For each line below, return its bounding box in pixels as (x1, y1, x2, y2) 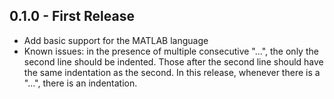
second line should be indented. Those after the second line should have (23, 55, 324, 68)
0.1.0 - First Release (9, 8, 135, 25)
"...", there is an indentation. (23, 77, 138, 89)
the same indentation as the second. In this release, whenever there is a (23, 66, 321, 78)
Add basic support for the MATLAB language (23, 34, 209, 46)
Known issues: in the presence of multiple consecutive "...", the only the (23, 45, 319, 57)
